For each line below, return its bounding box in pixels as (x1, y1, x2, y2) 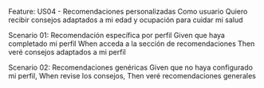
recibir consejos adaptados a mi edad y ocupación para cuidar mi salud (8, 15, 243, 25)
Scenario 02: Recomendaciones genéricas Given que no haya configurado (8, 63, 254, 72)
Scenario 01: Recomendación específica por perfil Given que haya (8, 31, 226, 40)
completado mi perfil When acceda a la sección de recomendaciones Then (8, 39, 255, 48)
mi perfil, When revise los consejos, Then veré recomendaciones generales (8, 71, 257, 80)
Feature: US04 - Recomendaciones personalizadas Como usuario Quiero (8, 7, 248, 16)
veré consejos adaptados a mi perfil (8, 48, 126, 56)
